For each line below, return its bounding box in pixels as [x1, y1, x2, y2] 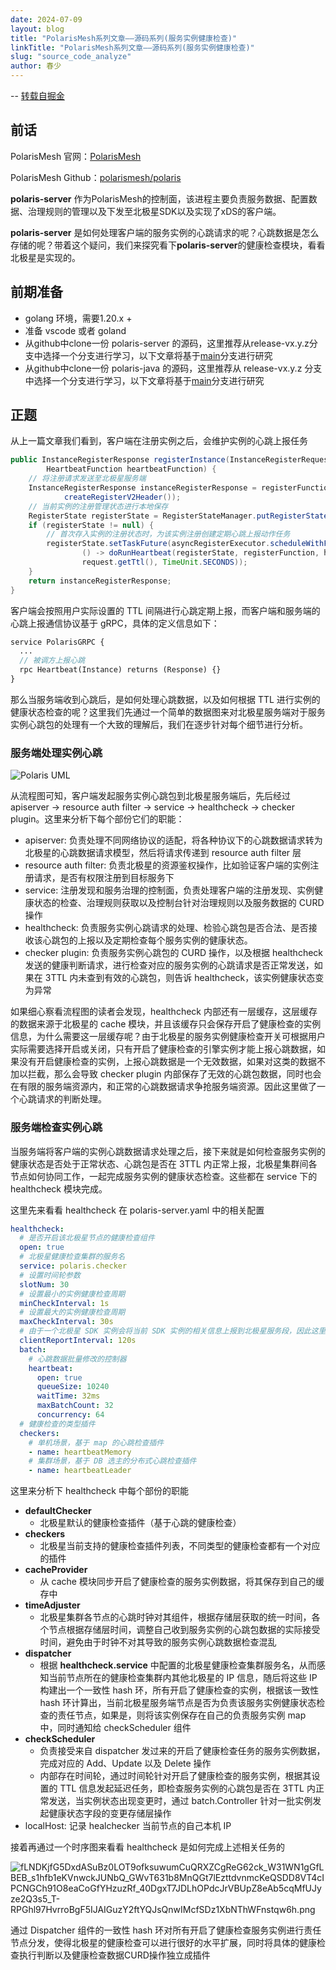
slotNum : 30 [19, 1279, 70, 1290]
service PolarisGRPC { [10, 637, 105, 647]
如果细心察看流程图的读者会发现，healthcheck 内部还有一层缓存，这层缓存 [10, 1006, 318, 1018]
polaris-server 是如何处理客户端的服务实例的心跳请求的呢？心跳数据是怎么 [10, 226, 320, 238]
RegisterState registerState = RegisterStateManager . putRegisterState [28, 511, 329, 521]
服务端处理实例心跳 [10, 746, 103, 760]
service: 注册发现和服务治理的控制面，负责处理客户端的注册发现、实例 [24, 884, 315, 896]
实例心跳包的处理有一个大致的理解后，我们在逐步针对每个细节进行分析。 [10, 718, 308, 730]
